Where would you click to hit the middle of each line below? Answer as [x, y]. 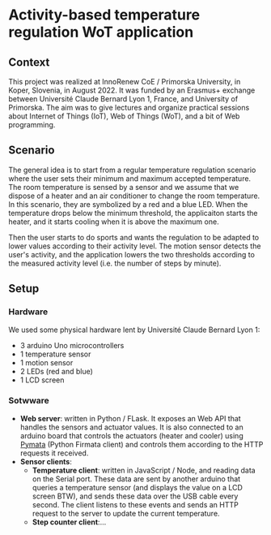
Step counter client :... [69, 522]
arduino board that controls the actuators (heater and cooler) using [132, 435]
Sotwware [29, 401]
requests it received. [54, 453]
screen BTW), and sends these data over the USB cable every [135, 496]
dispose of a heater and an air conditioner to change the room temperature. [134, 196]
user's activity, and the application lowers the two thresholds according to [131, 254]
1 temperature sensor [55, 354]
